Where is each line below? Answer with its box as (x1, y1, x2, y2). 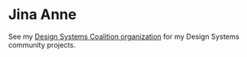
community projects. (8, 40, 76, 49)
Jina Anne (8, 6, 77, 24)
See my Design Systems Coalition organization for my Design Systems (8, 32, 240, 41)
